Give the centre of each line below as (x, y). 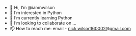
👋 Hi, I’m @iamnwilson (32, 8)
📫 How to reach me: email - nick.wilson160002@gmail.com (70, 28)
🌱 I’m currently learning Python (41, 18)
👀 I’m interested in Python (36, 13)
